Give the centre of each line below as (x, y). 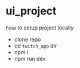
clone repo (27, 39)
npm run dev (30, 58)
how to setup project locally (40, 28)
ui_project (31, 11)
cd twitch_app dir (36, 46)
